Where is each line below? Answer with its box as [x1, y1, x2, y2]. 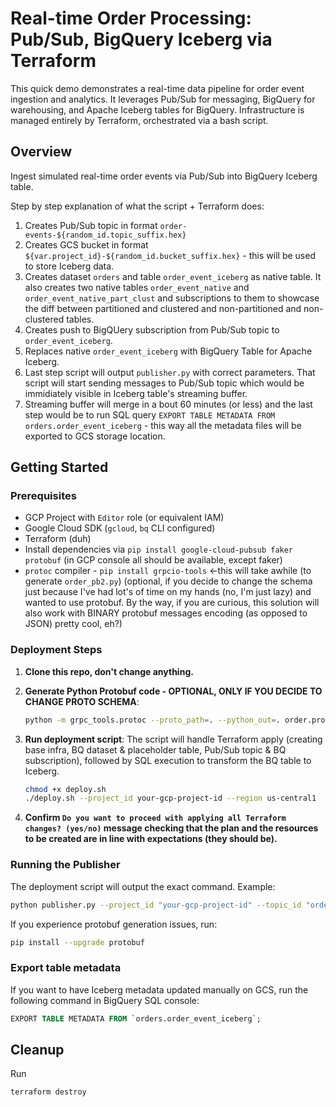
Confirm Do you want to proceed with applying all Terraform [24, 812, 287, 824]
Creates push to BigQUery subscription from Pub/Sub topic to [24, 323, 280, 336]
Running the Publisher [10, 858, 121, 872]
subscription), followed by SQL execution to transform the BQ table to [24, 754, 312, 766]
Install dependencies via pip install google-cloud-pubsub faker [24, 543, 294, 556]
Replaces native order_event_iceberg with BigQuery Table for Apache [24, 345, 313, 357]
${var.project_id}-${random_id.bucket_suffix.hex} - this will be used [24, 249, 316, 261]
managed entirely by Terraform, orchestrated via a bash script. [10, 114, 269, 126]
